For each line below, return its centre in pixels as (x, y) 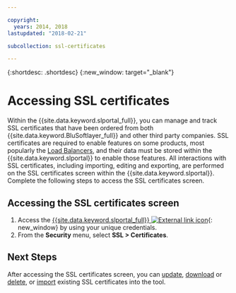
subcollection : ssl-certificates (57, 46)
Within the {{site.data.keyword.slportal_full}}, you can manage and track (112, 120)
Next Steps (32, 257)
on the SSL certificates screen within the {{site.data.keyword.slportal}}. (111, 173)
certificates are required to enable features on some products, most (106, 143)
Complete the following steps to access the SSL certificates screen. (106, 180)
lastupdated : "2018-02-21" (47, 33)
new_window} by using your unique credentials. (87, 228)
